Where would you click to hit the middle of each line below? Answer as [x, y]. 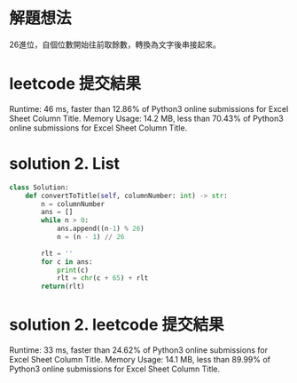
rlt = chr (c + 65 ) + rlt [102, 278]
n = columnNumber [73, 204]
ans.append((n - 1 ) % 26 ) [100, 229]
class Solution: [39, 188]
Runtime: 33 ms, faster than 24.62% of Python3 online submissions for [139, 350]
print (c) [73, 270]
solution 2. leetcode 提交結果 [117, 325]
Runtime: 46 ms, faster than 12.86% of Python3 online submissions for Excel [149, 108]
